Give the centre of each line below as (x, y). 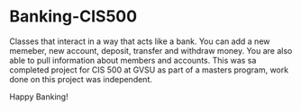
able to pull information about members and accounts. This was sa (133, 60)
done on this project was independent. (81, 79)
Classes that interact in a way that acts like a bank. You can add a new (140, 41)
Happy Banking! (39, 97)
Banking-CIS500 (73, 17)
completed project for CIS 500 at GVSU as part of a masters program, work (149, 70)
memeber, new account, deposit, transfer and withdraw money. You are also (151, 50)
